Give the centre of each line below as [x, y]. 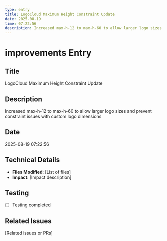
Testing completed [32, 205]
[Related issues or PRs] [29, 233]
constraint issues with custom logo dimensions [53, 116]
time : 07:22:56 [21, 24]
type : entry [17, 10]
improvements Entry [48, 53]
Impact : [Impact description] [42, 177]
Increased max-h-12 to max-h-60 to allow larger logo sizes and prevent [79, 111]
